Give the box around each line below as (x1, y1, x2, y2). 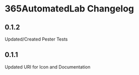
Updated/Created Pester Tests (5, 36, 68, 42)
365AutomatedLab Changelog (5, 3, 134, 14)
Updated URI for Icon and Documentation (5, 63, 91, 70)
